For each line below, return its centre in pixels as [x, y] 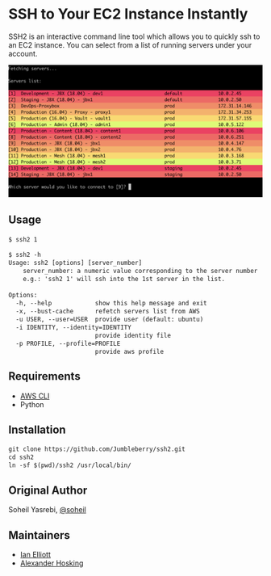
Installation [37, 430]
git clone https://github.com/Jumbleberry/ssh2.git [97, 449]
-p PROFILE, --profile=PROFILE [68, 343]
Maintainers [40, 535]
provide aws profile [129, 351]
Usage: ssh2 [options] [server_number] [75, 263]
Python [32, 404]
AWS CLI [35, 396]
